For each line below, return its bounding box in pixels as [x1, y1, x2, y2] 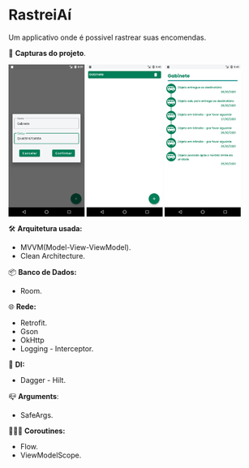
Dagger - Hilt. [19, 375, 67, 384]
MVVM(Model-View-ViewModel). [19, 242, 131, 252]
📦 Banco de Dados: [8, 267, 77, 277]
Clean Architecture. [19, 251, 85, 260]
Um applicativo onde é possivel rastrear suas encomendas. [8, 32, 207, 42]
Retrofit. [19, 318, 47, 328]
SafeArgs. [19, 410, 54, 419]
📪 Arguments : [8, 391, 59, 401]
